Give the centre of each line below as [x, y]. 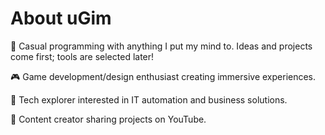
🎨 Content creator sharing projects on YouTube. [108, 119]
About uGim [61, 18]
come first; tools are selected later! [82, 56]
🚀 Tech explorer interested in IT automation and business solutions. [149, 99]
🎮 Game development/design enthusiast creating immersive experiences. [163, 76]
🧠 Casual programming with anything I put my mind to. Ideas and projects [161, 46]
